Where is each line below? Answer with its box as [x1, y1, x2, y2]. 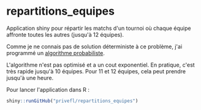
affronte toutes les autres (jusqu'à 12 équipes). [6, 31, 124, 38]
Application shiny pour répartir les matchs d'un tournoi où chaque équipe [6, 24, 191, 32]
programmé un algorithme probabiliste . [6, 49, 105, 56]
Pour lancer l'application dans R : [6, 86, 90, 93]
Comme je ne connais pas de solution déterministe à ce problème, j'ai [6, 43, 183, 50]
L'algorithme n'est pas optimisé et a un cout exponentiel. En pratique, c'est [6, 61, 195, 68]
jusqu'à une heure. [6, 74, 54, 81]
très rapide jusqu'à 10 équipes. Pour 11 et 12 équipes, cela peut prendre [6, 67, 186, 75]
